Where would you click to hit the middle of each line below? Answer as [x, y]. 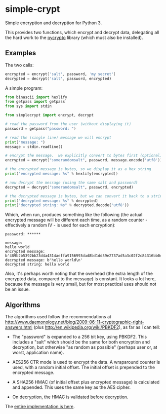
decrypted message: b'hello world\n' [44, 260]
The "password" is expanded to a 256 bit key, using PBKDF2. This [80, 337]
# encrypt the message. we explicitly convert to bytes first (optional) [84, 156]
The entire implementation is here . [40, 407]
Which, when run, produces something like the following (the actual [74, 215]
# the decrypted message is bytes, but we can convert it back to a [77, 196]
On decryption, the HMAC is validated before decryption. [70, 397]
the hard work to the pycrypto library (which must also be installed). [74, 38]
